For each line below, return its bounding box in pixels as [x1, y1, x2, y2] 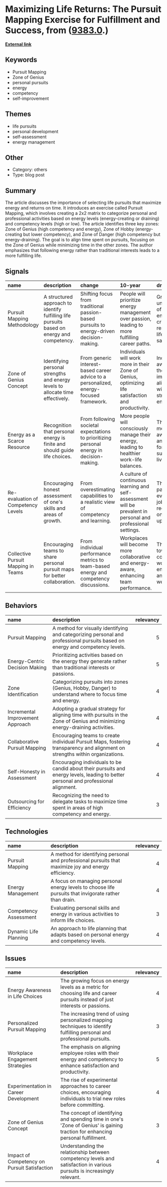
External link [5, 41, 32, 47]
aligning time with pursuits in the [52, 711, 128, 718]
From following [80, 415, 115, 422]
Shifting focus [80, 290, 113, 297]
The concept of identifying [60, 1110, 123, 1117]
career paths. [120, 340, 151, 347]
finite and [43, 440, 66, 447]
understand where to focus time [52, 691, 127, 698]
